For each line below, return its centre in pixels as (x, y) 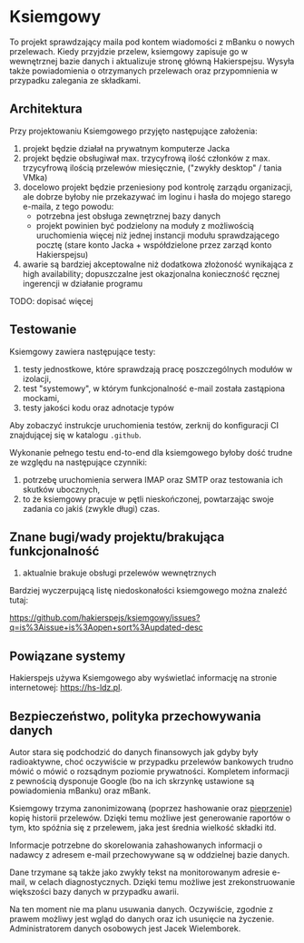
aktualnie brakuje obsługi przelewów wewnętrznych (119, 573)
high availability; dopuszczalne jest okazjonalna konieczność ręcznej (151, 273)
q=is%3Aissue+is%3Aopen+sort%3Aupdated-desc (107, 627)
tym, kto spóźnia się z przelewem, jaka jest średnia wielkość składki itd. (143, 827)
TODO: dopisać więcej (51, 300)
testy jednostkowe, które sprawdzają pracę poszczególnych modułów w (157, 368)
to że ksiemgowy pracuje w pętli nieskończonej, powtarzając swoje (148, 499)
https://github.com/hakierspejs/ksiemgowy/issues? (105, 618)
